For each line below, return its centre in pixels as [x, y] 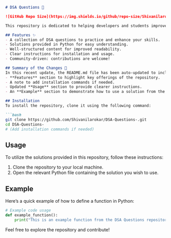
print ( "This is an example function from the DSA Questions [79, 220]
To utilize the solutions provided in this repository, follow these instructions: [84, 157]
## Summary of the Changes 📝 [36, 68]
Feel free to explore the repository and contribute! [58, 229]
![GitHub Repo [20, 16]
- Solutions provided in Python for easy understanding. [67, 44]
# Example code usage [28, 210]
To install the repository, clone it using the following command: [78, 106]
